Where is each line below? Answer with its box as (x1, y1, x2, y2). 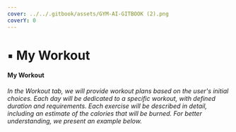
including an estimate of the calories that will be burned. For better (7, 109, 203, 117)
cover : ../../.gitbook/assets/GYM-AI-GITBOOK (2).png (7, 10, 170, 18)
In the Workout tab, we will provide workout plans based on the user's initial (7, 86, 229, 95)
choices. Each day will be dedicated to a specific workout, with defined (7, 94, 216, 102)
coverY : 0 (7, 17, 37, 24)
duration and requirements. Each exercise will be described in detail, (7, 102, 207, 110)
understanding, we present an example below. (7, 116, 143, 125)
